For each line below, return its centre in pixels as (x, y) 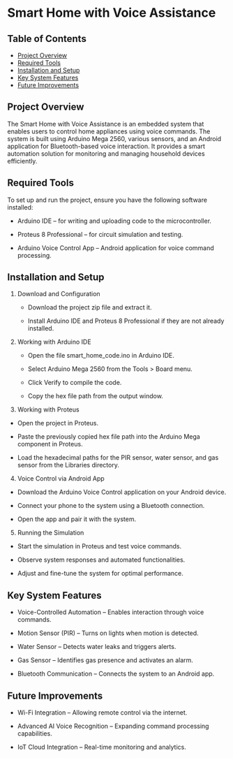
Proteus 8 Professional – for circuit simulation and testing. (100, 234)
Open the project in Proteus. (58, 423)
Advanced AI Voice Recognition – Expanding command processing (113, 726)
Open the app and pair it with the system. (77, 519)
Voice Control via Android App (61, 479)
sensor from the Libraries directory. (68, 465)
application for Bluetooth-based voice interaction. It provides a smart (106, 146)
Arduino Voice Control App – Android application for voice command (115, 248)
